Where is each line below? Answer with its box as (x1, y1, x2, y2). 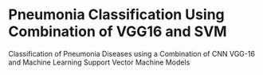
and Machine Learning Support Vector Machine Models (8, 57, 190, 67)
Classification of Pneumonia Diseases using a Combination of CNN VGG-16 (8, 49, 255, 58)
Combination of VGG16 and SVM (8, 22, 227, 41)
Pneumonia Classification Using (8, 6, 225, 24)
